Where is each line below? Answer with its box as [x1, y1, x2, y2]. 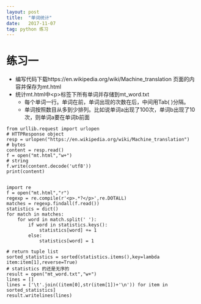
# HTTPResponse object [6, 131, 64, 137]
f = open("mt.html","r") [6, 190, 70, 196]
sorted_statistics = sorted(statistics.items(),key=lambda [6, 254, 160, 260]
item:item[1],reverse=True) [6, 259, 78, 266]
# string [6, 158, 29, 164]
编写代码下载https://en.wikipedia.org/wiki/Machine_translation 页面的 [15, 76, 189, 83]
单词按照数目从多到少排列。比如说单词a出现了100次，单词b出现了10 [24, 106, 196, 114]
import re [6, 184, 32, 191]
